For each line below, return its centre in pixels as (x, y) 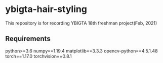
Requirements (28, 39)
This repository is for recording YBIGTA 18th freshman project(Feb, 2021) (81, 23)
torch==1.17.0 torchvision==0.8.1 (38, 56)
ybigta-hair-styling (46, 9)
